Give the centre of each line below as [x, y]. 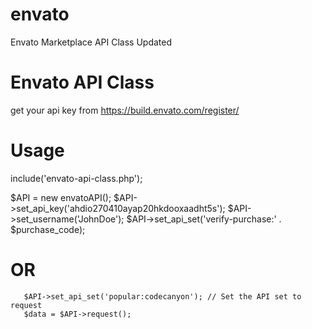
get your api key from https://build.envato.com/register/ [125, 110]
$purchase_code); [48, 229]
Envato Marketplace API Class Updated [91, 42]
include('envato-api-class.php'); [76, 178]
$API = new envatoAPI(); [61, 197]
